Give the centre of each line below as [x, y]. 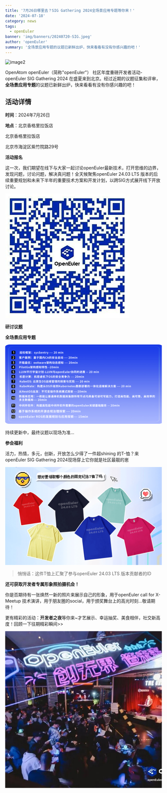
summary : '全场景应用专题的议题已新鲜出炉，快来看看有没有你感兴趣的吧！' [73, 47]
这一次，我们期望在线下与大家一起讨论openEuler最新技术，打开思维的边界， [83, 168]
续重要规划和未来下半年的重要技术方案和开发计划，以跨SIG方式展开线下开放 [83, 180]
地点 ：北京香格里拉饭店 [29, 125]
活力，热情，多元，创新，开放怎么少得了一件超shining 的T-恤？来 [72, 453]
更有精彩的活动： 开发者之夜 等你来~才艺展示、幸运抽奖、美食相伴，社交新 [81, 618]
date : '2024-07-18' [25, 16]
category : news [21, 21]
